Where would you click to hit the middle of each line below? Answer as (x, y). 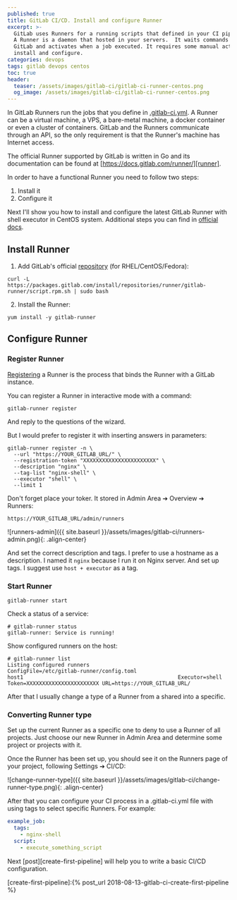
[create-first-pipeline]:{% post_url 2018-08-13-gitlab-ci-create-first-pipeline (118, 882)
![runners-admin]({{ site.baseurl (54, 531)
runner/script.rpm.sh (39, 291)
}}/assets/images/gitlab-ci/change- (169, 780)
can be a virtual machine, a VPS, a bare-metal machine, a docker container (116, 120)
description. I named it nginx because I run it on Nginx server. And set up (113, 560)
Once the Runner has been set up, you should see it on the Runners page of (117, 759)
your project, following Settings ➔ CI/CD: (67, 766)
